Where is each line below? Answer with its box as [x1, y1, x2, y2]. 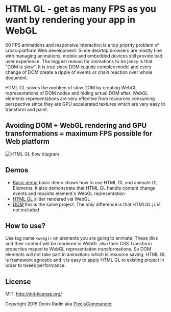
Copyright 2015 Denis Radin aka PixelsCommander [5, 301, 112, 307]
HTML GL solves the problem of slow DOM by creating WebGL [5, 84, 137, 90]
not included [12, 206, 39, 213]
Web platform [5, 137, 50, 146]
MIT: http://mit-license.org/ [5, 291, 62, 297]
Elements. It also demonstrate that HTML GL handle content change [12, 185, 156, 191]
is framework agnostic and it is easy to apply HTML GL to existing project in [5, 257, 164, 263]
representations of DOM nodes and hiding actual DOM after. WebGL [5, 90, 148, 96]
